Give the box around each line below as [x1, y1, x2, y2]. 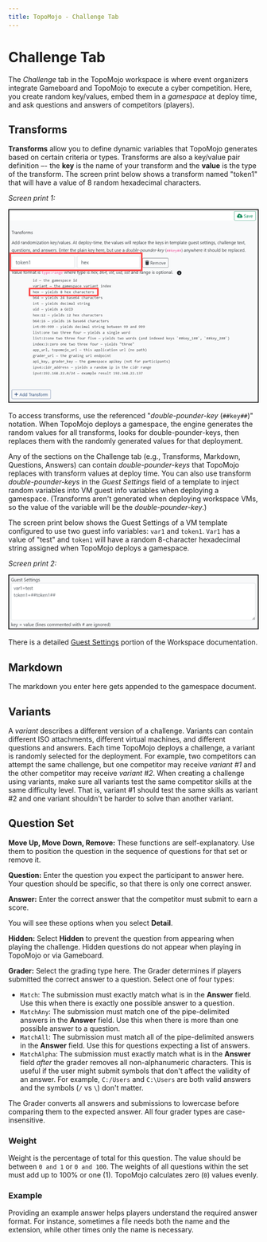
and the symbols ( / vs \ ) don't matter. [19, 1083, 144, 1092]
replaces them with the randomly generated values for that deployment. [8, 436, 244, 445]
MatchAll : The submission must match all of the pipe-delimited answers [19, 1032, 254, 1041]
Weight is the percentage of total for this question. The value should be [8, 1154, 242, 1163]
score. [8, 903, 29, 912]
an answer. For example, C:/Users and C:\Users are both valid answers [19, 1074, 252, 1083]
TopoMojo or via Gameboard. [8, 950, 105, 960]
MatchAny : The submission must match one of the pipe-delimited [19, 1006, 230, 1016]
